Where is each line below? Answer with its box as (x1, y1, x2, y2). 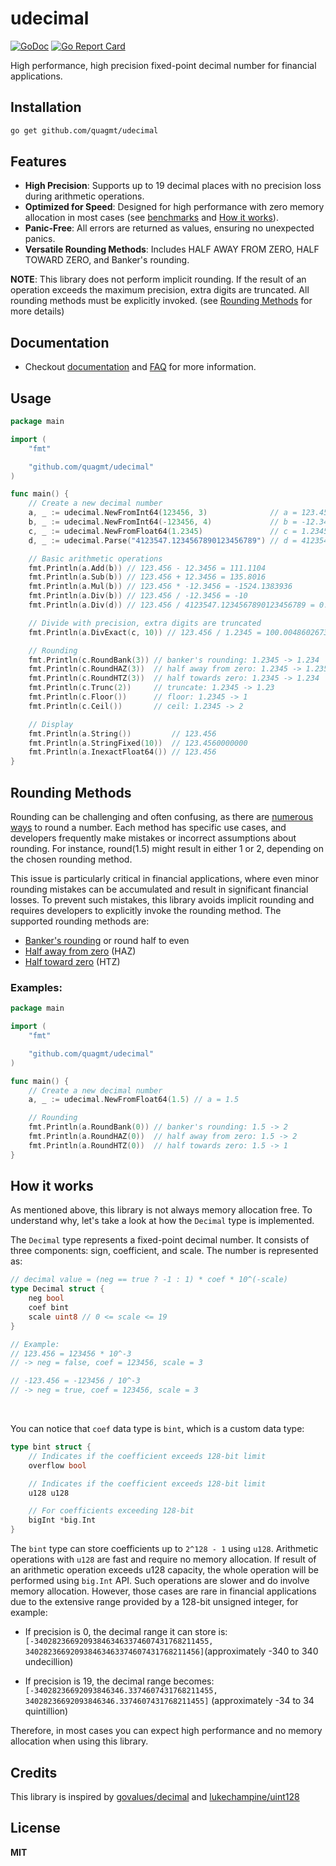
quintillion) (24, 1705, 69, 1717)
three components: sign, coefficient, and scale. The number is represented (10, 1245, 319, 1257)
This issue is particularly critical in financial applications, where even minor (10, 873, 320, 884)
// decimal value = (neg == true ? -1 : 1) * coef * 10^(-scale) (10, 1275, 288, 1285)
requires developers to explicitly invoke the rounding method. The (10, 905, 282, 916)
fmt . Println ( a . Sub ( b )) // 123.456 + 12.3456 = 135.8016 (28, 572, 267, 582)
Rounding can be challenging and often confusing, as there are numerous (10, 811, 314, 822)
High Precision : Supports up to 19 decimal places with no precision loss (24, 180, 322, 192)
